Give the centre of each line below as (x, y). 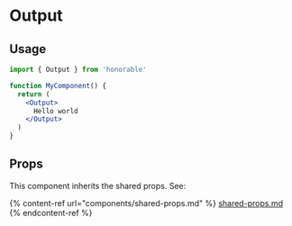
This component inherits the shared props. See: (98, 185)
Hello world (55, 111)
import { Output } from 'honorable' (78, 69)
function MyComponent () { (58, 86)
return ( (34, 94)
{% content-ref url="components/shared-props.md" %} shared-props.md (146, 203)
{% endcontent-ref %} (51, 212)
